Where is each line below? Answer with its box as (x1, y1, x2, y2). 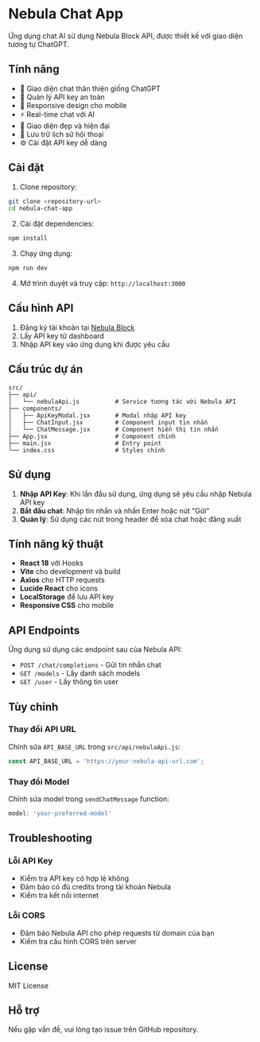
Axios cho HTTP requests (19, 575, 105, 585)
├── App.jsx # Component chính (8, 432, 177, 440)
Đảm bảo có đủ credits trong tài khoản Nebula (19, 881, 172, 891)
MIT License (8, 981, 49, 990)
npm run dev (8, 264, 48, 273)
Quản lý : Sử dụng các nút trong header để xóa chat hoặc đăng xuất (19, 514, 242, 524)
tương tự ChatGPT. (8, 39, 70, 48)
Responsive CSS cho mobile (19, 601, 114, 610)
